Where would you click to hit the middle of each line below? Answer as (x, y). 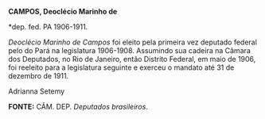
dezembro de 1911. (39, 76)
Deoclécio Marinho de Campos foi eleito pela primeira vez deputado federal (132, 42)
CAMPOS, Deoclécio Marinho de (63, 12)
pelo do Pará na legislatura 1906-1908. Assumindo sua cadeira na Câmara (129, 50)
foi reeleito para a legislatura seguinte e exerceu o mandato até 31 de (121, 67)
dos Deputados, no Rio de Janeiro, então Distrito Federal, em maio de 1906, (132, 59)
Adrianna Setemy (37, 91)
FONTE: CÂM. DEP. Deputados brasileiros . (78, 107)
